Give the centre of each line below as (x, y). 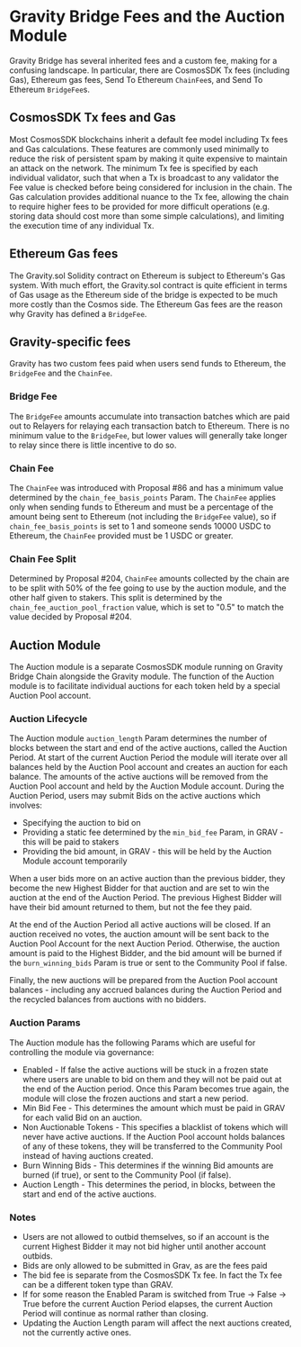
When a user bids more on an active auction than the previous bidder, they (147, 879)
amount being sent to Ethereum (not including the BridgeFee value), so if (143, 516)
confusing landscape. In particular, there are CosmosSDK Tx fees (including (150, 70)
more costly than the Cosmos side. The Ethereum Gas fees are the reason (146, 304)
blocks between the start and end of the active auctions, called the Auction (148, 748)
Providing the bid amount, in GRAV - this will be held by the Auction (147, 852)
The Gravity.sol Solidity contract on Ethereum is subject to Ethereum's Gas (147, 276)
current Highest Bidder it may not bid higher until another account (144, 1246)
